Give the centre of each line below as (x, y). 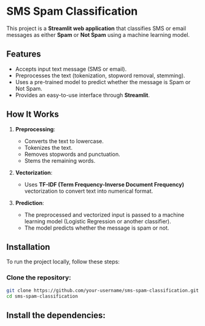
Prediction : (29, 203)
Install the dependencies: (56, 315)
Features (24, 54)
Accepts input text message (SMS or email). (71, 69)
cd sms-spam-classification (42, 296)
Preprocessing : (35, 129)
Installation (28, 247)
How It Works (33, 114)
